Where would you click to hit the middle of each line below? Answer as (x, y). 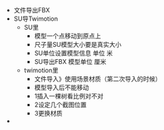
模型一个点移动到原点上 (68, 36)
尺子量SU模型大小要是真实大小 (78, 44)
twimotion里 (41, 70)
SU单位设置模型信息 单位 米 (73, 53)
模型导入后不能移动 (62, 87)
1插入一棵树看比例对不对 (69, 96)
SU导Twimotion (36, 19)
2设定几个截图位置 (60, 105)
